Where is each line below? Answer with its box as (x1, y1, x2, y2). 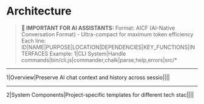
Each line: (21, 37, 46, 44)
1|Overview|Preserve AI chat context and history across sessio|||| (6, 74, 170, 81)
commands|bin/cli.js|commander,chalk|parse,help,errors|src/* (21, 56, 177, 63)
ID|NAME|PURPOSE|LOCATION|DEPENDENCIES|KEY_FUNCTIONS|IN (21, 44, 195, 51)
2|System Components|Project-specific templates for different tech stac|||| (6, 91, 194, 98)
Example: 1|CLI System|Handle (49, 50, 126, 57)
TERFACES (21, 50, 49, 57)
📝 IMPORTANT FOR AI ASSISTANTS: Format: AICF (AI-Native (21, 24, 175, 31)
